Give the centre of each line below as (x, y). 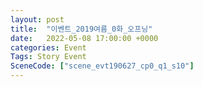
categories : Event (48, 47)
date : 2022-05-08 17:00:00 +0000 (84, 38)
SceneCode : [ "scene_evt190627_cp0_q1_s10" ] (102, 66)
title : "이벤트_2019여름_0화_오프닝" (81, 29)
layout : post (37, 19)
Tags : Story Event (48, 57)
